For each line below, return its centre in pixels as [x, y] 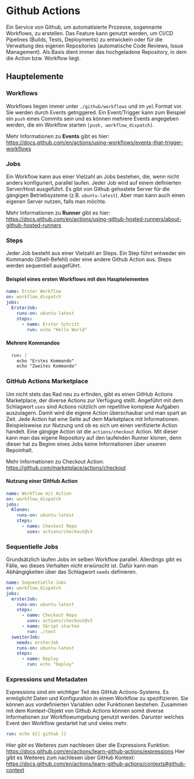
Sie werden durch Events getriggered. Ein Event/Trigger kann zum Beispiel [96, 112]
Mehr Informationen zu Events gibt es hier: [58, 136]
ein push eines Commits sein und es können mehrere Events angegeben [93, 118]
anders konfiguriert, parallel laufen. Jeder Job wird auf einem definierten [93, 182]
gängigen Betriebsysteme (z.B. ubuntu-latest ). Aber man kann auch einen [96, 195]
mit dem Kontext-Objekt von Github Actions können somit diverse [85, 711]
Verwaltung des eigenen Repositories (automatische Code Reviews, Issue [95, 46]
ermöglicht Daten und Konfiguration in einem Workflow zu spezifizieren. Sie [97, 698]
